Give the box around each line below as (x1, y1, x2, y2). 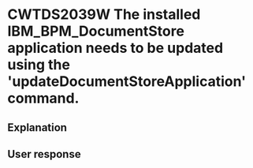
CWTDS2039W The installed (7, 6, 201, 24)
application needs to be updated (7, 39, 224, 57)
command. (7, 89, 80, 107)
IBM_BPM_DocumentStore (7, 22, 184, 40)
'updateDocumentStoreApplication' (7, 73, 247, 91)
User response (7, 147, 81, 161)
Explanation (7, 121, 68, 134)
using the (7, 56, 70, 74)
